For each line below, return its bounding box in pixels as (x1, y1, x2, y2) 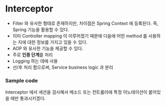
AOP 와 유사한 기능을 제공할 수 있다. (12, 45, 84, 51)
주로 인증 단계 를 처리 (12, 51, 53, 58)
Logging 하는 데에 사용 (12, 58, 58, 64)
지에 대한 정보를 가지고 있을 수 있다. (18, 39, 88, 45)
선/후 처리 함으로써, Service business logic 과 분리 (12, 64, 113, 70)
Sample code (5, 77, 38, 84)
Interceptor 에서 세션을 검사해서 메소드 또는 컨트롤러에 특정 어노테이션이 (5, 89, 147, 95)
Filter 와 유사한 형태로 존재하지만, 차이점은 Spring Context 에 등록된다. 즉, (12, 20, 158, 26)
